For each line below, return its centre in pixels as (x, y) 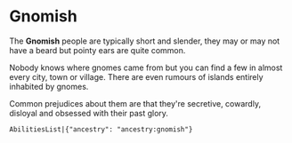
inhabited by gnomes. (49, 86)
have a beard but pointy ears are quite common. (97, 50)
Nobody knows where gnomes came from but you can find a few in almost (146, 68)
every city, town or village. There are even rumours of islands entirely (137, 76)
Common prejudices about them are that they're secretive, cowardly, (135, 103)
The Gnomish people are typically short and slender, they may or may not (145, 41)
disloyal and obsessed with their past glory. (89, 113)
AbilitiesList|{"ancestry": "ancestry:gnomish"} (101, 129)
